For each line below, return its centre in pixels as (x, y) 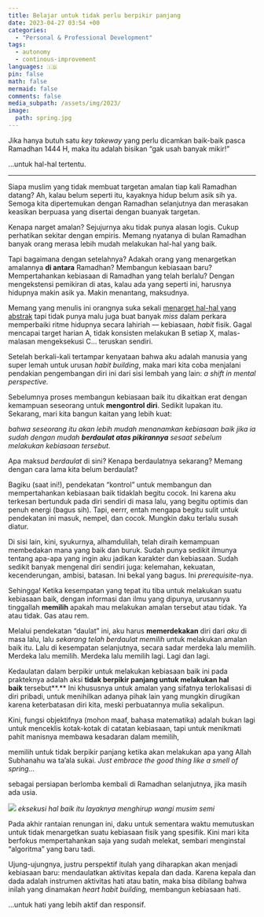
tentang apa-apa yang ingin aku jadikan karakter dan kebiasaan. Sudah (123, 558)
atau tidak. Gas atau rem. (49, 615)
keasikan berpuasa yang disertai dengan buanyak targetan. (104, 212)
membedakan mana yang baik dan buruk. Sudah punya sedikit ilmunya (123, 550)
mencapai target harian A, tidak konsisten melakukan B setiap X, (112, 332)
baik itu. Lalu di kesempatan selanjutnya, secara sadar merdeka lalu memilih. (132, 648)
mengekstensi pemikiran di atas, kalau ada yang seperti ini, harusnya (120, 284)
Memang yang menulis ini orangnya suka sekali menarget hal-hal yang (123, 307)
